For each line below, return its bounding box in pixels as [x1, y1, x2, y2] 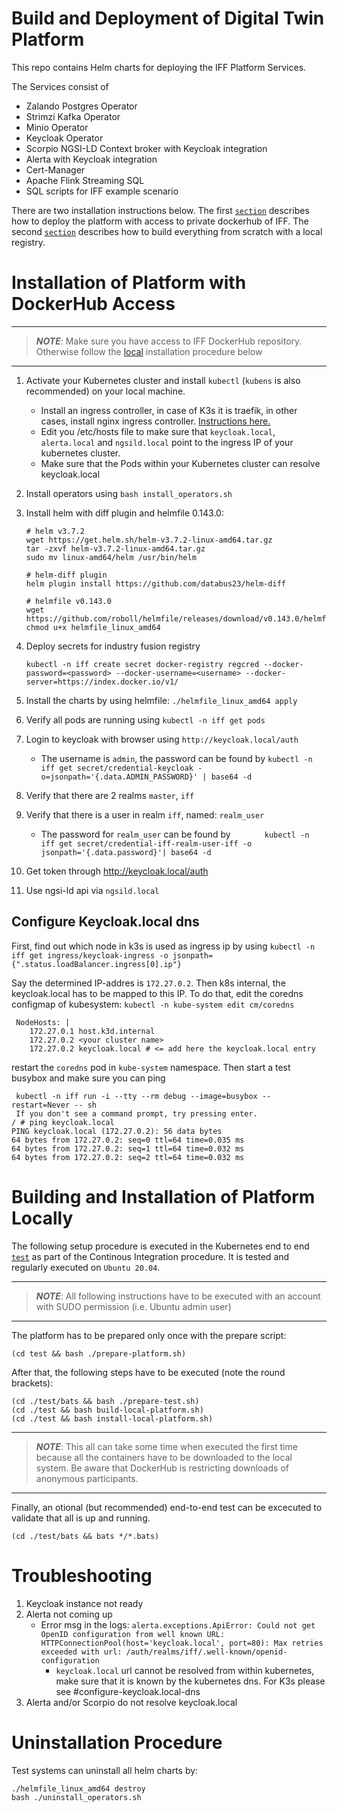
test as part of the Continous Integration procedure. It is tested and [11, 1250, 290, 1262]
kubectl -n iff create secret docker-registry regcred [25, 659, 260, 669]
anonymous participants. [35, 1472, 139, 1484]
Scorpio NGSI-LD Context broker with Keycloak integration [25, 142, 268, 154]
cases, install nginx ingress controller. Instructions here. [40, 415, 271, 427]
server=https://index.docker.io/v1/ [25, 677, 179, 687]
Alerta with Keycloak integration [25, 153, 158, 165]
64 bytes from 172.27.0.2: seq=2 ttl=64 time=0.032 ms [11, 1152, 245, 1162]
